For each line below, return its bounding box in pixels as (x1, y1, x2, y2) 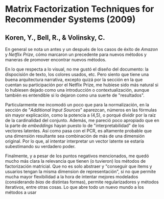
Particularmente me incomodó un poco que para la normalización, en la (5, 102, 149, 107)
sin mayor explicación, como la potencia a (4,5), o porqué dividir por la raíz (5, 112, 156, 118)
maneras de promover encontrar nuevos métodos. (5, 57, 107, 62)
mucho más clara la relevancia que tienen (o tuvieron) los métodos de (5, 158, 146, 164)
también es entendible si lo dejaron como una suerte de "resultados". (5, 92, 145, 98)
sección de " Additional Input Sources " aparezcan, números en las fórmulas (5, 107, 157, 113)
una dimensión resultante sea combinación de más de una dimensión (5, 133, 145, 139)
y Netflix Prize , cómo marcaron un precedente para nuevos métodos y (5, 51, 147, 57)
